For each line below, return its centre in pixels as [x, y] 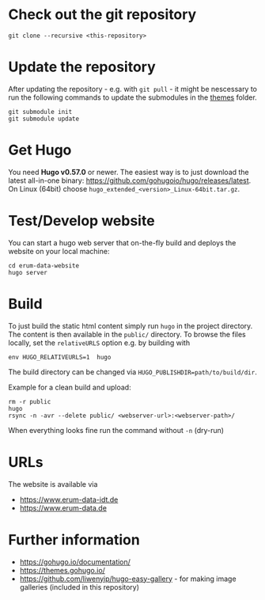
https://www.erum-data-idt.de [69, 499]
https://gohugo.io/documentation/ [75, 562]
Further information [74, 539]
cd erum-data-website [44, 266]
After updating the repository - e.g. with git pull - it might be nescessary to [133, 89]
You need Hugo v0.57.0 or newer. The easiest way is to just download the [129, 172]
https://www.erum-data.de [63, 507]
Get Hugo [40, 150]
